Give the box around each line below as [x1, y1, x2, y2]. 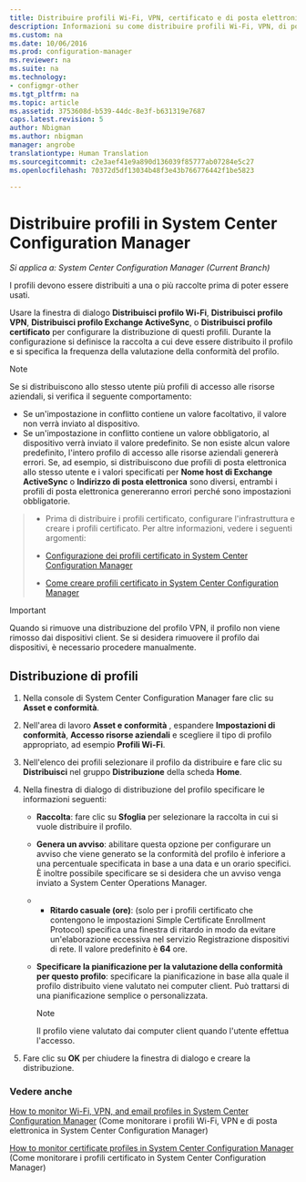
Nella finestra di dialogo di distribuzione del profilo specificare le [22, 784, 266, 795]
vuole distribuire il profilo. [36, 821, 132, 832]
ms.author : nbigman [9, 132, 84, 141]
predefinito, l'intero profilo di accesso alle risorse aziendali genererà [22, 447, 280, 458]
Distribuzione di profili [9, 668, 138, 684]
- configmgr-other [9, 81, 79, 90]
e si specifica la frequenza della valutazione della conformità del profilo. [9, 346, 280, 357]
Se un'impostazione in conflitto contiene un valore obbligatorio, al [22, 428, 270, 439]
